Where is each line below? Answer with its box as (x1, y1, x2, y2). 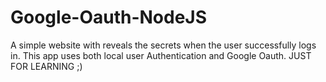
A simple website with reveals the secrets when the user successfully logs (10, 39, 317, 51)
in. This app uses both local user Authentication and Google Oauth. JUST (10, 49, 312, 61)
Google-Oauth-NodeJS (10, 6, 208, 29)
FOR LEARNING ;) (10, 60, 83, 72)
